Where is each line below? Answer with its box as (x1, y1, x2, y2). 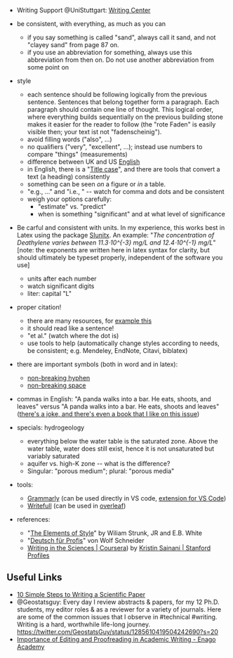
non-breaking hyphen (27, 374, 91, 382)
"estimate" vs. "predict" (37, 202, 107, 210)
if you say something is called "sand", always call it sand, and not (27, 33, 216, 41)
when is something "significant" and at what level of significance (37, 210, 225, 218)
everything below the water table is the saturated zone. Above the (27, 437, 218, 445)
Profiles (27, 551, 50, 560)
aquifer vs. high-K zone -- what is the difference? (27, 460, 171, 467)
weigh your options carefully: (27, 195, 112, 203)
